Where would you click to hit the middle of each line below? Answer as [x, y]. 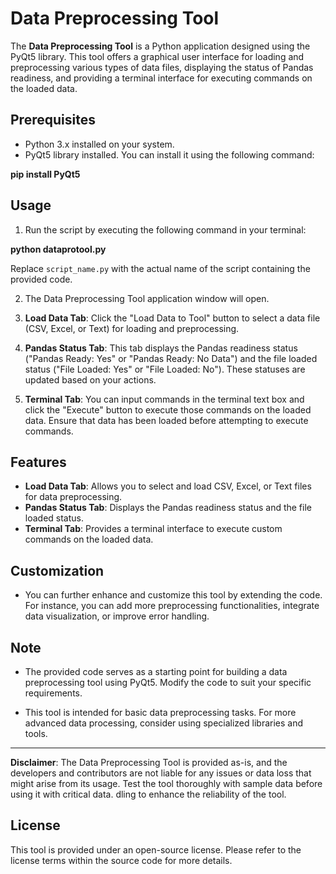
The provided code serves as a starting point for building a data [156, 671]
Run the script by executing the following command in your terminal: [165, 229]
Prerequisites [53, 120]
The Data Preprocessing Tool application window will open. [147, 298]
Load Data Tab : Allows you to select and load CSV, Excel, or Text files [168, 486]
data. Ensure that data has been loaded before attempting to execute [166, 420]
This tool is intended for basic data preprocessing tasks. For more [160, 712]
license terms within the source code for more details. [121, 860]
